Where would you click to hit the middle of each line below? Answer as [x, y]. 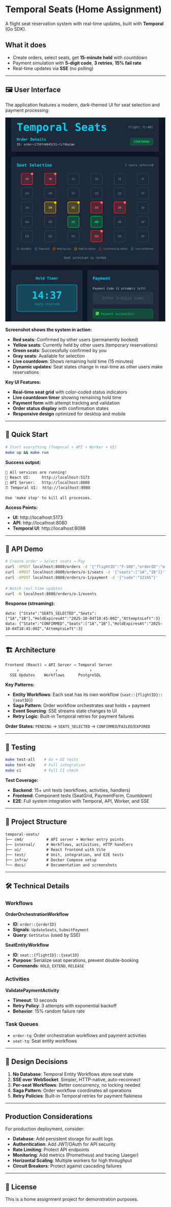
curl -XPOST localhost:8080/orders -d [46, 567]
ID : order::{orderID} [35, 924]
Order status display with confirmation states [61, 408]
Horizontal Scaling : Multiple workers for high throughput [72, 1160]
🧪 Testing [21, 747]
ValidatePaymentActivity [32, 990]
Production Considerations [49, 1117]
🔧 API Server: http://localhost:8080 [48, 482]
